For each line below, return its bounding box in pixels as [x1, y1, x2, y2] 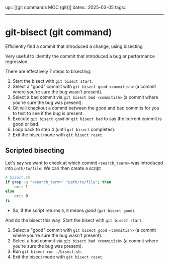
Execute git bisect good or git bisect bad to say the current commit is [12, 116, 162, 122]
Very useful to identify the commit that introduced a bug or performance [5, 53, 155, 59]
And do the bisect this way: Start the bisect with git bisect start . [5, 217, 143, 223]
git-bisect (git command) [5, 27, 112, 38]
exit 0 [14, 194, 28, 199]
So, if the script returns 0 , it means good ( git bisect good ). [12, 207, 136, 214]
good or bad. [12, 121, 40, 127]
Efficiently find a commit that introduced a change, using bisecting [5, 43, 143, 49]
